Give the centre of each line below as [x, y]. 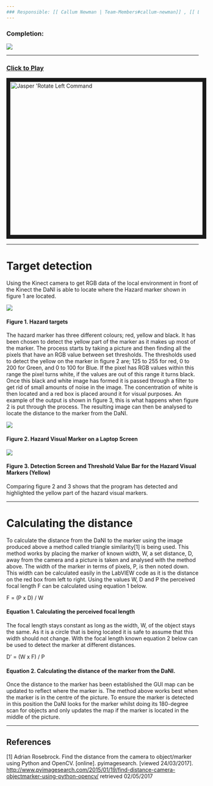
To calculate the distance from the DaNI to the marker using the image [95, 540]
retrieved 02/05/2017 [126, 776]
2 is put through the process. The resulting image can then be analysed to [99, 407]
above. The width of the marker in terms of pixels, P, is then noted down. [98, 566]
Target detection [49, 266]
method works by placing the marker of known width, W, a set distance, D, [100, 553]
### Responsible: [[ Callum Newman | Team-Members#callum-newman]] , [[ [101, 12]
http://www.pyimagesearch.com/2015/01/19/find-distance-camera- [91, 769]
